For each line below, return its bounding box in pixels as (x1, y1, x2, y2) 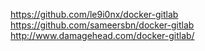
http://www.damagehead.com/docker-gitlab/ (10, 30, 195, 41)
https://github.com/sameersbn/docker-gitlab (10, 19, 195, 31)
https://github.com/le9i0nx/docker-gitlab (10, 9, 179, 20)
